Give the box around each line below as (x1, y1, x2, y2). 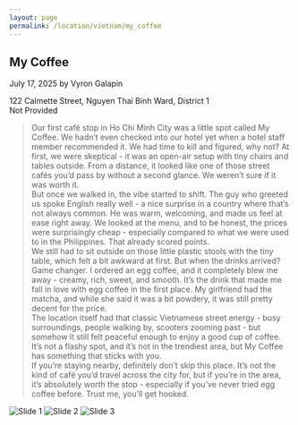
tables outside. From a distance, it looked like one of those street (30, 160, 270, 171)
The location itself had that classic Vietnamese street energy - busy (30, 312, 281, 323)
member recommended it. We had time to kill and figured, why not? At (30, 141, 290, 152)
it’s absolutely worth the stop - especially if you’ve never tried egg (30, 379, 276, 390)
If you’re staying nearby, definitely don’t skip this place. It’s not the (30, 360, 277, 371)
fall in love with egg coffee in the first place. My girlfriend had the (30, 284, 273, 295)
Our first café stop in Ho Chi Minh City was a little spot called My (30, 123, 270, 133)
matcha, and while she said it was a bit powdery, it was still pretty (30, 293, 273, 304)
